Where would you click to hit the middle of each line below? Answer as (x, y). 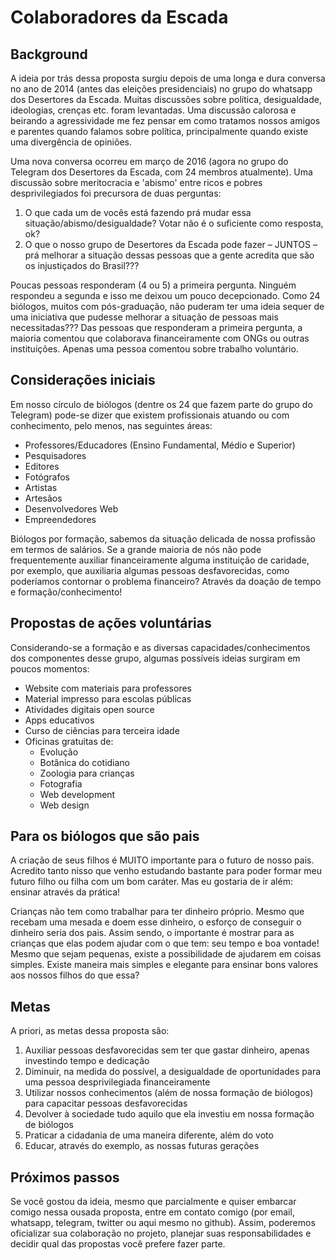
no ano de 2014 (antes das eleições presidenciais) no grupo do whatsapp (161, 89)
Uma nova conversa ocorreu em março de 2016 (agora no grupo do (149, 161)
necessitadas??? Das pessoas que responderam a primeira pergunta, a (156, 327)
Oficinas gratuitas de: (69, 741)
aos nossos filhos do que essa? (75, 975)
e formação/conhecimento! (66, 592)
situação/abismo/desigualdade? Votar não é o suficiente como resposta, (174, 223)
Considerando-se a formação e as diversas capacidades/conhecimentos (160, 647)
